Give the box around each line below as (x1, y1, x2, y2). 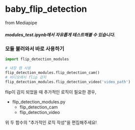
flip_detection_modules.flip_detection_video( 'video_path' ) (5, 79, 131, 84)
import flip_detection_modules (5, 57, 69, 62)
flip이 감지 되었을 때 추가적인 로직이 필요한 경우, (5, 89, 97, 95)
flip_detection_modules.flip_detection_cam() (5, 70, 100, 75)
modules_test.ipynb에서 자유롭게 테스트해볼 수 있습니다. (5, 32, 115, 37)
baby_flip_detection (5, 3, 87, 15)
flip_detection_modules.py (12, 98, 66, 104)
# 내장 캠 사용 (5, 65, 31, 71)
